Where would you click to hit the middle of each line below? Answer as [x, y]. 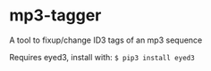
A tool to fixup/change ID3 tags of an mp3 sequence [106, 40]
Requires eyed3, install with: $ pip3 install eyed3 [102, 57]
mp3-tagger [55, 16]
